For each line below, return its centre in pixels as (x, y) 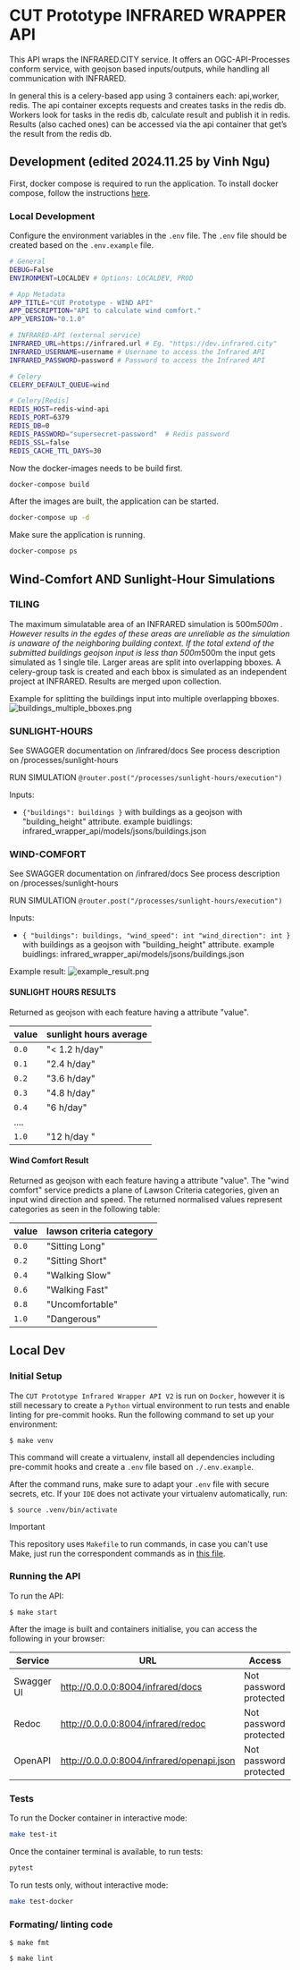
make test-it (33, 1835)
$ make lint (31, 1959)
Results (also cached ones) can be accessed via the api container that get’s (148, 124)
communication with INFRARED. (68, 78)
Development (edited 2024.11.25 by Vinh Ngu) (140, 162)
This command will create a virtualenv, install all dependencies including (142, 1457)
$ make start (33, 1612)
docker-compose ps (43, 551)
